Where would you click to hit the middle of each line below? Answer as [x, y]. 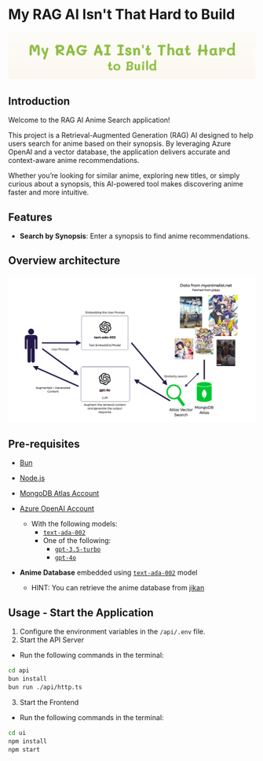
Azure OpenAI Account [57, 508]
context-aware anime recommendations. [74, 161]
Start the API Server [52, 640]
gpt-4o [66, 558]
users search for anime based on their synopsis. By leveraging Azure [120, 144]
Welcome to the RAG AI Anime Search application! [89, 120]
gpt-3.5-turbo [78, 550]
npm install [27, 741]
